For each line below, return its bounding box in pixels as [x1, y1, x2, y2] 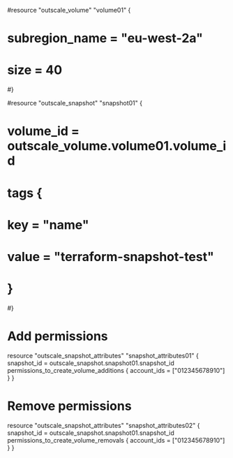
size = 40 [7, 62, 63, 78]
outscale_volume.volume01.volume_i [7, 138, 227, 154]
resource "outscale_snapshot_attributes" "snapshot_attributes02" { [7, 421, 200, 429]
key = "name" [7, 216, 89, 232]
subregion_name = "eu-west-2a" [7, 31, 204, 46]
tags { [7, 185, 43, 201]
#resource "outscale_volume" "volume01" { [7, 6, 131, 14]
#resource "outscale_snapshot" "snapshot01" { [7, 99, 143, 108]
